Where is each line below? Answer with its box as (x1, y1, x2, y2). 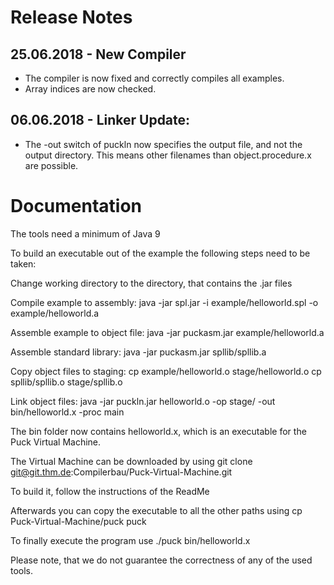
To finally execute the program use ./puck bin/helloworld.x (10, 534, 251, 546)
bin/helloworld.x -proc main (10, 406, 125, 418)
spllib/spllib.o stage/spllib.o (10, 376, 123, 388)
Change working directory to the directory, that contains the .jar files (10, 277, 293, 289)
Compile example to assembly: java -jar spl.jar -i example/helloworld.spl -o (10, 296, 319, 308)
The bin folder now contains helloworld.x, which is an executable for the (10, 425, 307, 437)
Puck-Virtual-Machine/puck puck (10, 515, 147, 527)
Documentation (10, 195, 143, 217)
